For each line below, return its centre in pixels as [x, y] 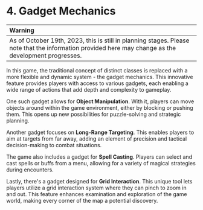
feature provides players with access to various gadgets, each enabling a [97, 83]
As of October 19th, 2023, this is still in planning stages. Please [99, 40]
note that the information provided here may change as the [93, 48]
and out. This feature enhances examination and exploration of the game [97, 194]
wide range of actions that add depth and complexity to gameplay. [89, 89]
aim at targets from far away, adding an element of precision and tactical [97, 138]
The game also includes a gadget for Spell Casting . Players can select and [99, 157]
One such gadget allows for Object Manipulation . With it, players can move [100, 101]
